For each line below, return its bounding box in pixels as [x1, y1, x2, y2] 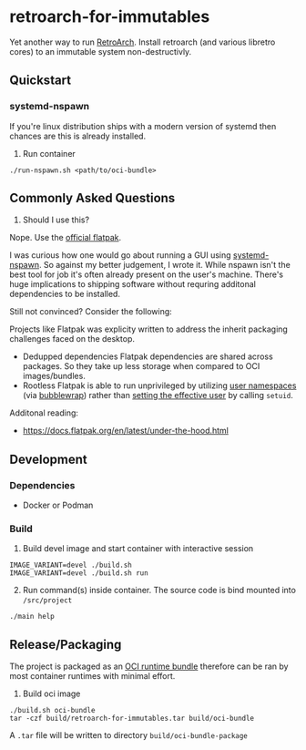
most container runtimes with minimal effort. [9, 671, 176, 682]
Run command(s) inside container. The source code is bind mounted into [22, 585, 296, 596]
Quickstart [9, 73, 72, 88]
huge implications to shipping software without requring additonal [9, 279, 257, 290]
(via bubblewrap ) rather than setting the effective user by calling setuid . [22, 390, 293, 401]
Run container [22, 148, 76, 159]
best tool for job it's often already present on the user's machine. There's [9, 269, 284, 280]
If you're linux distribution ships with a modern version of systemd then [9, 120, 277, 131]
